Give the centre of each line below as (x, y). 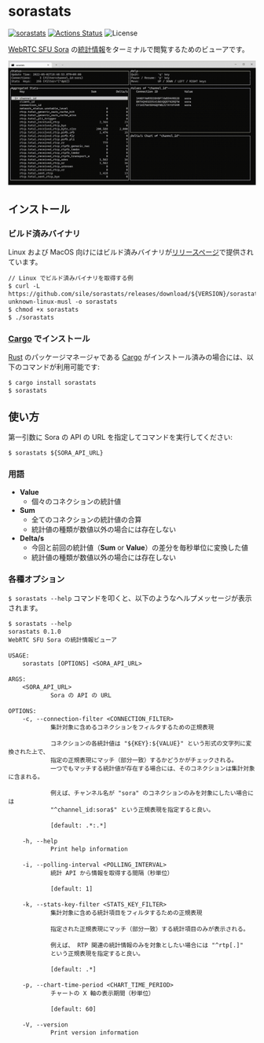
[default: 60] (73, 1009)
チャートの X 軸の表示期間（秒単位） (102, 993)
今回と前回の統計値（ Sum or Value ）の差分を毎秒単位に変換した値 (140, 547)
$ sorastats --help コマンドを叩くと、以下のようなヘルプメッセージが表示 (130, 598)
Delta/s (32, 538)
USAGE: (19, 655)
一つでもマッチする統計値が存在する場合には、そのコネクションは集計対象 (152, 768)
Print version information (94, 1032)
